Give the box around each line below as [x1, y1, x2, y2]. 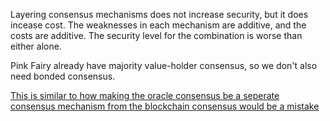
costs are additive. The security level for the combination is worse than [10, 30, 303, 41]
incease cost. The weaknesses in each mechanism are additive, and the [10, 19, 307, 31]
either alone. [10, 40, 62, 52]
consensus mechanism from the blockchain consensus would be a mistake [10, 100, 320, 112]
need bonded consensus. [10, 70, 116, 82]
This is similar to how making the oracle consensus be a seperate [10, 90, 280, 101]
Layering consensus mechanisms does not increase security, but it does [10, 9, 309, 20]
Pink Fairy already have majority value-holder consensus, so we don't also [10, 60, 318, 71]
